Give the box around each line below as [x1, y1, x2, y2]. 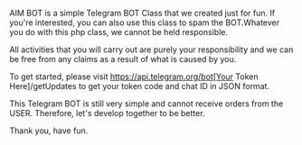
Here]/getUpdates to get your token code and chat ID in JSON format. [9, 81, 269, 91]
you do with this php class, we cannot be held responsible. [9, 27, 229, 37]
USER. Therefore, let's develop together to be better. [9, 108, 205, 118]
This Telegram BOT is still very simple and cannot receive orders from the [9, 98, 284, 109]
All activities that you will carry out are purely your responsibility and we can [9, 44, 294, 55]
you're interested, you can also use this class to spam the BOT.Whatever [9, 17, 280, 28]
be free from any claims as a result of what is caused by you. [9, 54, 237, 64]
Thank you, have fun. [9, 125, 89, 136]
